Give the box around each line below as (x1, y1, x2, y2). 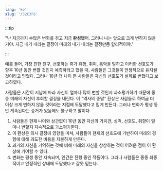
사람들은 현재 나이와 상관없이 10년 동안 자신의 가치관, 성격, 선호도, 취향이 (12, 118, 150, 124)
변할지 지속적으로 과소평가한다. (21, 124, 80, 130)
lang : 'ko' (5, 7, 27, 12)
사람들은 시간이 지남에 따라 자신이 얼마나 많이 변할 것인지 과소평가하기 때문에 (5, 89, 151, 95)
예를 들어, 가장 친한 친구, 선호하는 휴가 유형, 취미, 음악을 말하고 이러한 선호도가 (5, 61, 154, 67)
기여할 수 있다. (21, 148, 49, 154)
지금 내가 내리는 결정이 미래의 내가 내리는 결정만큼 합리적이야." (15, 41, 134, 47)
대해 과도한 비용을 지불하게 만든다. (21, 136, 87, 142)
